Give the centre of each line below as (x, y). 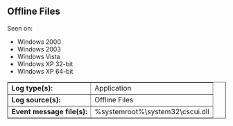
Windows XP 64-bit (45, 71)
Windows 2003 (39, 49)
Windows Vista (38, 56)
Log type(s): (32, 88)
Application (113, 88)
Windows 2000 (39, 42)
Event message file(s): (50, 111)
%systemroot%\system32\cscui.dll (152, 111)
